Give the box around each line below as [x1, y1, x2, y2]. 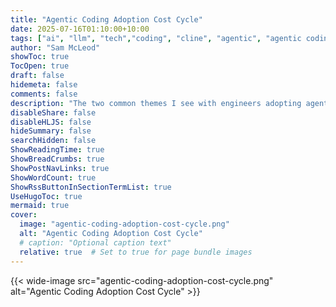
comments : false [10, 89, 78, 99]
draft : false [10, 71, 65, 81]
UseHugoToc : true [10, 191, 83, 201]
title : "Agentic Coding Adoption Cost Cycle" [10, 14, 203, 25]
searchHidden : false [10, 136, 97, 146]
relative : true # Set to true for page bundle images [19, 247, 253, 257]
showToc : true [10, 52, 70, 62]
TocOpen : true [10, 61, 70, 71]
